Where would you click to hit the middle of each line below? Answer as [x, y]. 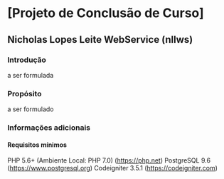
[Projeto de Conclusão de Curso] [106, 13]
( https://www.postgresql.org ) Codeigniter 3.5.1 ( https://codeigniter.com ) [113, 168]
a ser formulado [31, 109]
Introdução [27, 60]
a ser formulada [31, 75]
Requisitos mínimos [37, 145]
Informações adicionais [49, 128]
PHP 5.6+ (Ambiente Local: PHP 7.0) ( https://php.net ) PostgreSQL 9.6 [109, 160]
